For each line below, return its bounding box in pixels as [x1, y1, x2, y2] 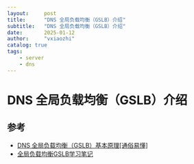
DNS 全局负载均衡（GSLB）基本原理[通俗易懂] [16, 141, 149, 149]
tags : [7, 49, 23, 55]
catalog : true [7, 42, 48, 49]
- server [19, 55, 45, 61]
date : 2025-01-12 [7, 29, 75, 36]
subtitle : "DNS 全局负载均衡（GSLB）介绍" [7, 23, 126, 29]
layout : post [7, 10, 57, 17]
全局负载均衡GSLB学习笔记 [16, 150, 94, 158]
